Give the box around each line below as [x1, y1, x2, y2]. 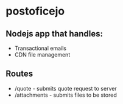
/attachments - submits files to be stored [14, 91, 117, 99]
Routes [5, 69, 33, 79]
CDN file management [14, 51, 71, 58]
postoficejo [5, 4, 65, 18]
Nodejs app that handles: [5, 29, 103, 39]
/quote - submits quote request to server [14, 85, 117, 92]
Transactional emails [14, 44, 66, 52]
